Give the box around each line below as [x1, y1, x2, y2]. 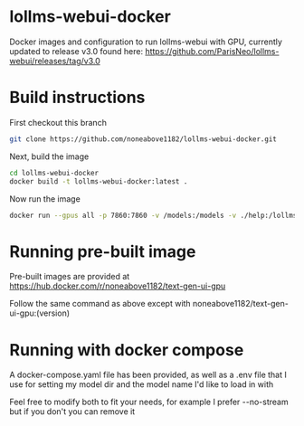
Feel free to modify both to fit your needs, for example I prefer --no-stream [9, 396, 289, 408]
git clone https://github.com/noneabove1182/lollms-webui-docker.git [9, 134, 278, 144]
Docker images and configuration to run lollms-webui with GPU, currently [9, 36, 283, 47]
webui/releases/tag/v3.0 [9, 55, 101, 66]
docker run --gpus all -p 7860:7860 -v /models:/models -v [9, 211, 237, 220]
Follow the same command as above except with [9, 298, 192, 309]
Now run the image [9, 193, 81, 204]
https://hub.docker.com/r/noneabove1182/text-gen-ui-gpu [9, 280, 226, 291]
